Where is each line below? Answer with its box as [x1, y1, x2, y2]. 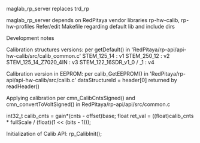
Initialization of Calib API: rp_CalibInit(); [6, 130, 102, 137]
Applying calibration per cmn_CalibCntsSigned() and [6, 95, 136, 101]
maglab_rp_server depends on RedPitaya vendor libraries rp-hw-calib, [6, 17, 180, 23]
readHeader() [6, 83, 40, 90]
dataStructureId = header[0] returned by [77, 77, 178, 83]
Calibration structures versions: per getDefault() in [6, 46, 131, 53]
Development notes [6, 35, 54, 41]
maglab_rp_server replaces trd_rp [6, 5, 90, 12]
